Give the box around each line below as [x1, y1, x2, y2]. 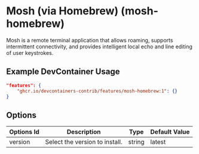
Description [66, 128, 101, 136]
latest [150, 138, 166, 146]
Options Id [9, 128, 40, 136]
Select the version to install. [45, 138, 123, 146]
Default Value [150, 128, 190, 136]
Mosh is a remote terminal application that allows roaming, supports [6, 36, 173, 44]
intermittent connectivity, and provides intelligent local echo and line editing [6, 43, 193, 50]
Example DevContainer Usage [6, 67, 120, 77]
